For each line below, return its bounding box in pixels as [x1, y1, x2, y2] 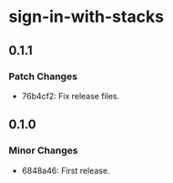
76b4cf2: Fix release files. [21, 90, 120, 101]
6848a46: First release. [21, 165, 110, 176]
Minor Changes [8, 144, 78, 157]
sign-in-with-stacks [8, 6, 165, 27]
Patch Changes [8, 70, 78, 83]
